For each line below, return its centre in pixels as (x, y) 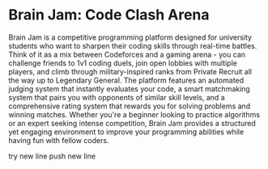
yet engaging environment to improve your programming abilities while (126, 132)
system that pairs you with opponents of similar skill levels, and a (117, 97)
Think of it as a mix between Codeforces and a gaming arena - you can (127, 54)
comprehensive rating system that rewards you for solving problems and (130, 106)
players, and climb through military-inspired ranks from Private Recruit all (130, 71)
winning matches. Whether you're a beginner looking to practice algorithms (134, 114)
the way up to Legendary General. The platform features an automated (126, 80)
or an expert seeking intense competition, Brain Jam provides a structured (132, 123)
